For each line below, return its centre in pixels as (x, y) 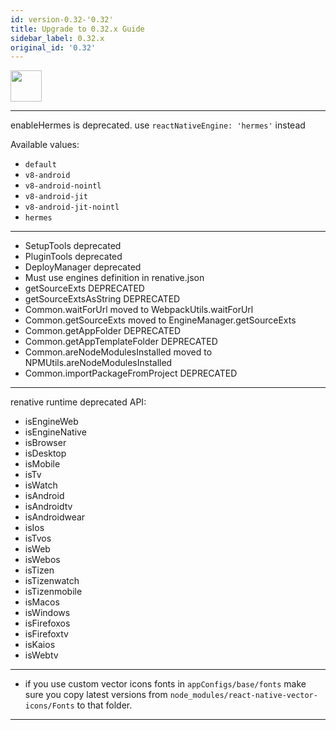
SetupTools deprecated (73, 246)
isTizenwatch (52, 581)
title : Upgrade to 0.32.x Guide (77, 29)
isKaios (40, 645)
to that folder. (104, 705)
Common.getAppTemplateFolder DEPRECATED (121, 342)
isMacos (42, 602)
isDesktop (45, 453)
